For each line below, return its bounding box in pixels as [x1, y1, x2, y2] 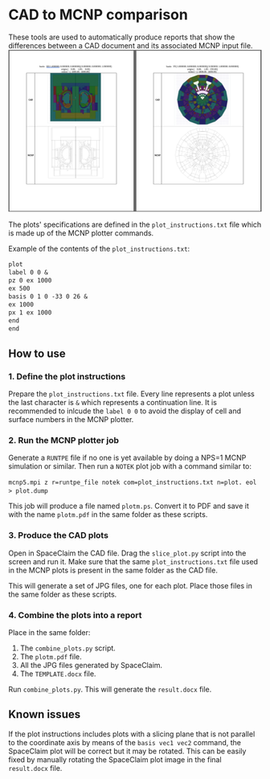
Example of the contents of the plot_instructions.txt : [8, 244, 190, 254]
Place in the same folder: [8, 627, 91, 637]
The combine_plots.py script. [19, 643, 117, 653]
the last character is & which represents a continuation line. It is [8, 398, 217, 407]
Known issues [8, 707, 81, 721]
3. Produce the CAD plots [8, 530, 108, 541]
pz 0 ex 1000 [8, 277, 52, 285]
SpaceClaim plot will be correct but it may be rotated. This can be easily [8, 746, 247, 756]
